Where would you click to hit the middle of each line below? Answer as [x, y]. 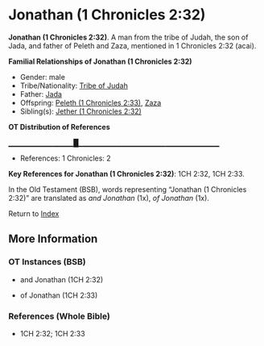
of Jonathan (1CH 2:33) [59, 295]
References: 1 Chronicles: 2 [65, 158]
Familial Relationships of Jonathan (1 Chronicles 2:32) [100, 61]
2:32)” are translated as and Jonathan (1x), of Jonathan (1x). [109, 198]
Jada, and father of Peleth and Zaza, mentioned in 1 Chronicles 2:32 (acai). [132, 45]
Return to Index [34, 213]
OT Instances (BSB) [47, 262]
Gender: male [43, 77]
